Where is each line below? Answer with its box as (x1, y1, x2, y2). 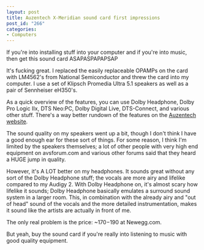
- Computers (6, 32, 37, 38)
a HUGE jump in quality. (6, 156, 66, 163)
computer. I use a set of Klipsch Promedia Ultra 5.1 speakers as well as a (6, 80, 189, 88)
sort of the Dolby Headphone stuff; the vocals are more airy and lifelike (6, 174, 186, 181)
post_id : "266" (6, 20, 45, 26)
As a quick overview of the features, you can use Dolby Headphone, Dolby (6, 99, 195, 106)
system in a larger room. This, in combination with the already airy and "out (6, 194, 196, 201)
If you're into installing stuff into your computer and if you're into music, (6, 48, 187, 56)
